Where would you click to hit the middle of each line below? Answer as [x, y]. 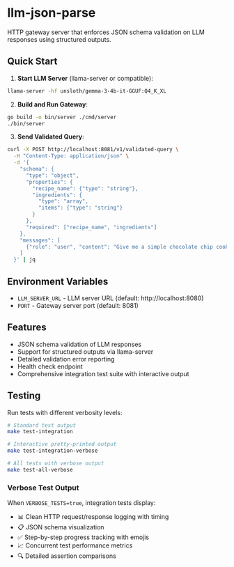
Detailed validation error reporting [66, 359]
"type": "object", [52, 176]
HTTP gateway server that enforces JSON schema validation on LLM [106, 32]
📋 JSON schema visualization [61, 527]
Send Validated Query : [51, 137]
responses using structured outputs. [59, 39]
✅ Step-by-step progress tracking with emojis [83, 537]
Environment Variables [58, 281]
